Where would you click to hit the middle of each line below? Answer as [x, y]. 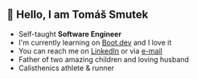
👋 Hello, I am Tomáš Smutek [78, 15]
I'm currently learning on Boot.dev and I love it [95, 42]
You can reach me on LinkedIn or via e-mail [90, 51]
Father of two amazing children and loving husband [104, 59]
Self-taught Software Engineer [70, 34]
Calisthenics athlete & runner [66, 68]
